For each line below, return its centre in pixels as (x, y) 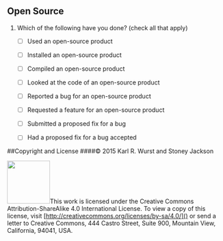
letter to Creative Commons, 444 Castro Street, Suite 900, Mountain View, (112, 223)
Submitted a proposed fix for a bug (77, 124)
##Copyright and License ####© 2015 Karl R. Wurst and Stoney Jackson (110, 151)
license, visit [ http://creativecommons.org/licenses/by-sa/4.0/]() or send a (112, 216)
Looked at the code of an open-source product (93, 82)
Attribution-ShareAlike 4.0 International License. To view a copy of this (106, 209)
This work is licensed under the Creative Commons (122, 201)
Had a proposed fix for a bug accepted (82, 137)
